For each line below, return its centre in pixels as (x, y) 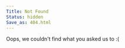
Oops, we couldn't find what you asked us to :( (63, 39)
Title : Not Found (27, 11)
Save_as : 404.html (29, 22)
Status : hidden (25, 17)
